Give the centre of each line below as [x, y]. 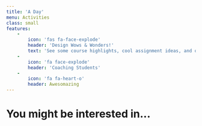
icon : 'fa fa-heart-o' [56, 79]
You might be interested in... [78, 114]
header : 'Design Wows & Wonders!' [71, 46]
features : [19, 28]
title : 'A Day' [25, 12]
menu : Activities [28, 17]
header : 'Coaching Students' [64, 67]
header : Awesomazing [54, 85]
